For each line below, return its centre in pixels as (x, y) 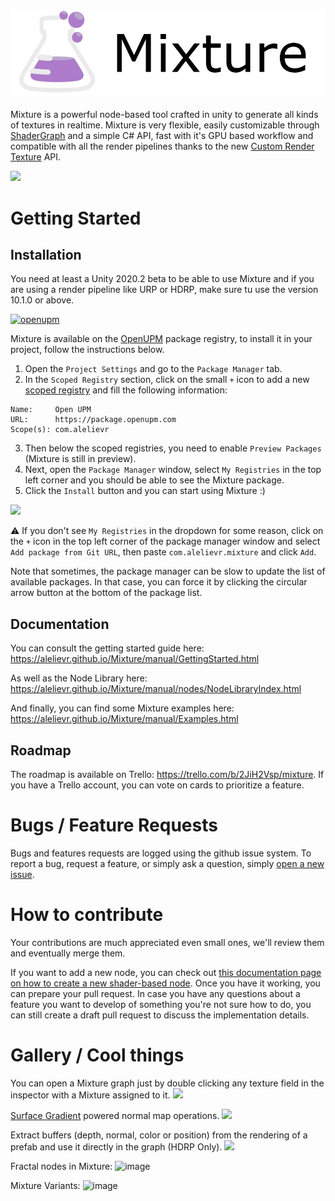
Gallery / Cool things (97, 1055)
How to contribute (87, 915)
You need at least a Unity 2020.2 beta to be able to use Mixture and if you (162, 279)
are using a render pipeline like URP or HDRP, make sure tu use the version (164, 290)
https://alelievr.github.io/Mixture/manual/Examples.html (124, 719)
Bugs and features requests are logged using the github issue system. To (161, 853)
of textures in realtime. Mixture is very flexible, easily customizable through (165, 125)
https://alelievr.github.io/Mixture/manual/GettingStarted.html (135, 659)
